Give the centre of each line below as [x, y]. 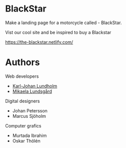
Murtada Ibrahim [29, 135]
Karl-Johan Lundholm [35, 86]
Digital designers [22, 101]
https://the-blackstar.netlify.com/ [39, 42]
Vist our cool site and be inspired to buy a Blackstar [58, 32]
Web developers [22, 76]
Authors [22, 62]
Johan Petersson [30, 110]
